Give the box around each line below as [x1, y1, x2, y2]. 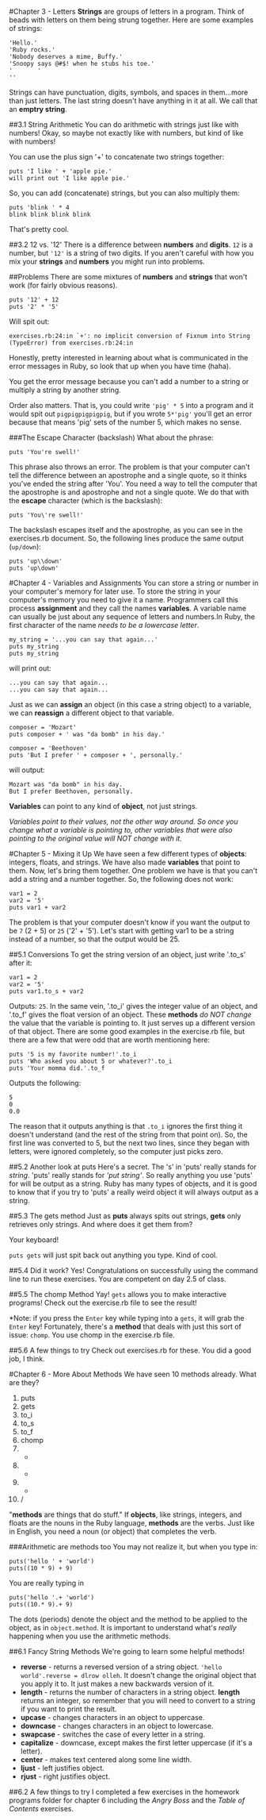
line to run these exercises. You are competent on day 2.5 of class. [9, 1274, 226, 1283]
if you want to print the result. [20, 1704, 117, 1714]
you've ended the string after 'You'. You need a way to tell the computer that [9, 479, 258, 488]
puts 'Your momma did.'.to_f [9, 1064, 105, 1072]
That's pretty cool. [9, 225, 70, 233]
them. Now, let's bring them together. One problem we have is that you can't [9, 866, 258, 875]
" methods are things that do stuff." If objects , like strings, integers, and [9, 1510, 242, 1519]
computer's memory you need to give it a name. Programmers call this [9, 595, 239, 604]
